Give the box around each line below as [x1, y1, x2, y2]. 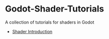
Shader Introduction [12, 28, 53, 34]
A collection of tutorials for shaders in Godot [5, 19, 94, 25]
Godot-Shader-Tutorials [5, 3, 104, 14]
